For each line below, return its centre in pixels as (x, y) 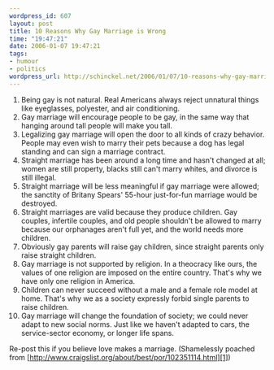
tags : (18, 54)
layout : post (31, 24)
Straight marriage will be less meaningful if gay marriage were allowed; (140, 186)
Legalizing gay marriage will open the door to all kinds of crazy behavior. (143, 134)
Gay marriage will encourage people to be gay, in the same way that (135, 117)
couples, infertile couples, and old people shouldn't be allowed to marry (141, 220)
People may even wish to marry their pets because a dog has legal (133, 142)
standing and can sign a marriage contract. (93, 151)
